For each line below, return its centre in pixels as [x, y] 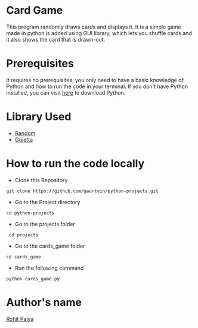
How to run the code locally [75, 164]
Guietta [24, 139]
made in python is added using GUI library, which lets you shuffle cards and [99, 33]
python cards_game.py [33, 279]
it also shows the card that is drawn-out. [56, 39]
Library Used [39, 117]
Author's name [44, 302]
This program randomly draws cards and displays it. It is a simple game [94, 27]
